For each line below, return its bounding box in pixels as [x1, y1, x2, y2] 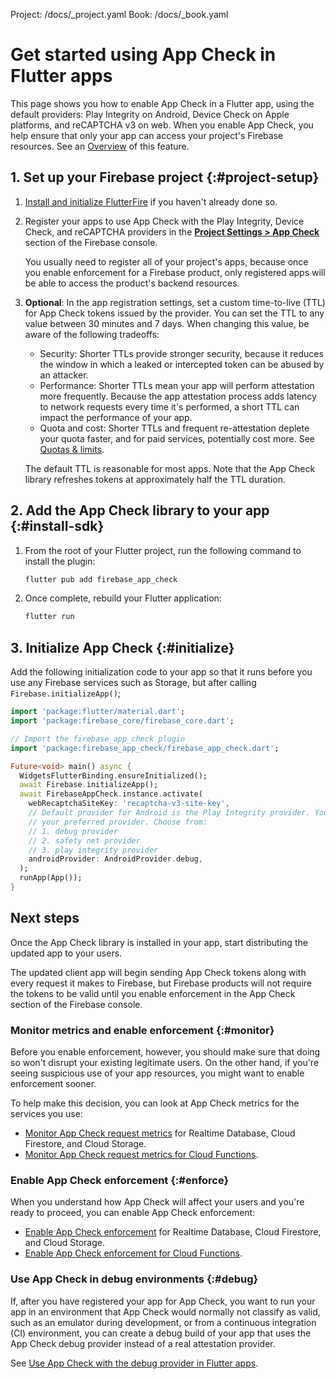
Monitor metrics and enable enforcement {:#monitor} [10, 1023, 275, 1037]
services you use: [10, 1107, 83, 1119]
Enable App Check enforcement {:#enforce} [10, 1173, 230, 1187]
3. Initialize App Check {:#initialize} [10, 639, 235, 656]
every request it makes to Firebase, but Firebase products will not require [10, 977, 312, 989]
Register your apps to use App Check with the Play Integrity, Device [24, 215, 305, 227]
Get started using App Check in [10, 44, 277, 66]
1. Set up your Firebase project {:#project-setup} [10, 169, 320, 186]
